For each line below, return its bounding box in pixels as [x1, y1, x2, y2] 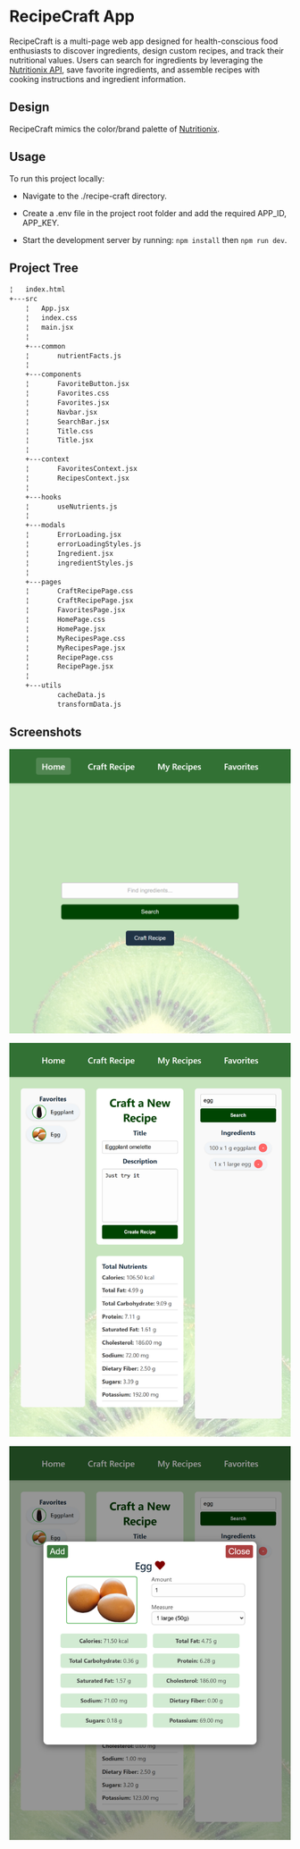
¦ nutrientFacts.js [25, 351, 122, 360]
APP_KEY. [21, 217, 60, 228]
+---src [9, 295, 38, 304]
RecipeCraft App [9, 6, 136, 27]
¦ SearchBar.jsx [25, 417, 110, 426]
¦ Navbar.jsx [25, 408, 98, 416]
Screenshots [9, 725, 82, 740]
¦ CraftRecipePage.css [25, 587, 134, 596]
